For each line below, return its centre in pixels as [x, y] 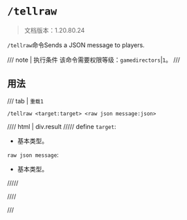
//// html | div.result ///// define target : [62, 126]
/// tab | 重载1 [25, 101]
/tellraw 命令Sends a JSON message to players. [76, 45]
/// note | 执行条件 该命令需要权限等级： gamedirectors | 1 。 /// [93, 60]
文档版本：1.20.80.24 [54, 30]
